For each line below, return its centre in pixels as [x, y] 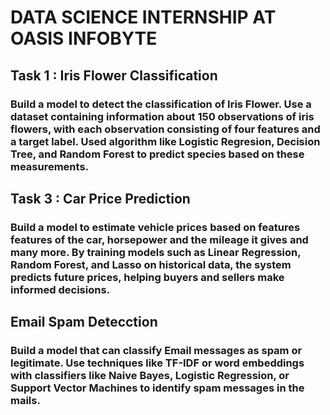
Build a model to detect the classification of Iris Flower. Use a [161, 104]
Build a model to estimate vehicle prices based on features [155, 227]
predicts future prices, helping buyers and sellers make [147, 277]
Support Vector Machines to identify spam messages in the [157, 388]
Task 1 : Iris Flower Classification [114, 75]
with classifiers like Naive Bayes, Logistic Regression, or [150, 376]
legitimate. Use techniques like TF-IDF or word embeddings [157, 363]
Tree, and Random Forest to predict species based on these [157, 154]
